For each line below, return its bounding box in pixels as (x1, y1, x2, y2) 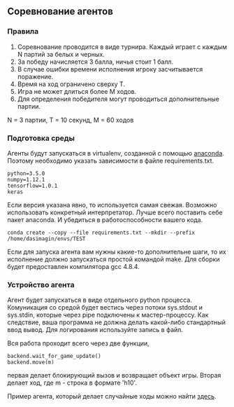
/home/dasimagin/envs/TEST (7, 235, 86, 242)
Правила (7, 27, 39, 36)
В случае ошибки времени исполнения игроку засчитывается (17, 64, 203, 73)
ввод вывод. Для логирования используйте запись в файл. (7, 326, 184, 334)
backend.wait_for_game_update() (7, 353, 101, 360)
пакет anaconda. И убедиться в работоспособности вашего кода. (7, 215, 203, 223)
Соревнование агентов (7, 6, 114, 18)
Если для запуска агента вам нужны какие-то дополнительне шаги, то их (7, 247, 227, 256)
